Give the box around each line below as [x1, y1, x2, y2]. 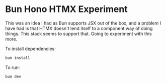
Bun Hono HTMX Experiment [5, 3, 128, 15]
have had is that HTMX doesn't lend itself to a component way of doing [5, 25, 153, 31]
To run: [5, 64, 20, 70]
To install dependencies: [5, 45, 56, 51]
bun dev [5, 74, 22, 79]
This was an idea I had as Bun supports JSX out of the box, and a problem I [5, 20, 161, 26]
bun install [5, 55, 30, 60]
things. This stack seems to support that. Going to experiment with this [5, 30, 152, 36]
